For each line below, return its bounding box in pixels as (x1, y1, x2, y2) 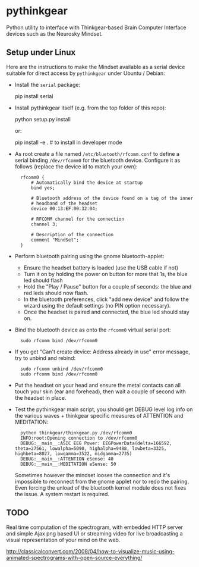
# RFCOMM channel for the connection (30, 216, 125, 222)
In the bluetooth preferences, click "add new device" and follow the (23, 296, 189, 303)
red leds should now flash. (23, 289, 89, 296)
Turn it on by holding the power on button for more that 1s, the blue (23, 270, 188, 277)
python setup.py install (14, 115, 71, 123)
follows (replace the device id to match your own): (14, 162, 138, 170)
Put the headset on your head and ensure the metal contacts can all (14, 381, 181, 389)
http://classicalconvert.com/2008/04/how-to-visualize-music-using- (6, 547, 175, 555)
